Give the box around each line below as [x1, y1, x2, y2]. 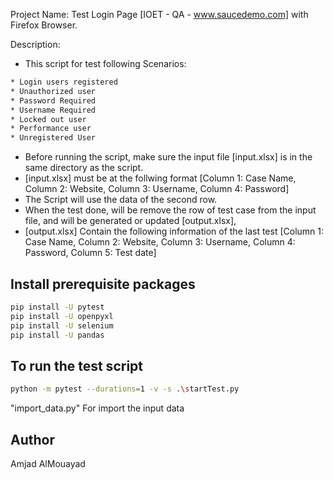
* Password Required [10, 95, 97, 106]
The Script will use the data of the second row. [24, 194, 218, 206]
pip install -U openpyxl [10, 311, 114, 321]
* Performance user [10, 124, 92, 134]
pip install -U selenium [10, 320, 114, 331]
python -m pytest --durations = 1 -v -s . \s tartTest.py [10, 384, 240, 394]
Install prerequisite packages [10, 275, 196, 293]
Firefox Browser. [10, 19, 78, 31]
